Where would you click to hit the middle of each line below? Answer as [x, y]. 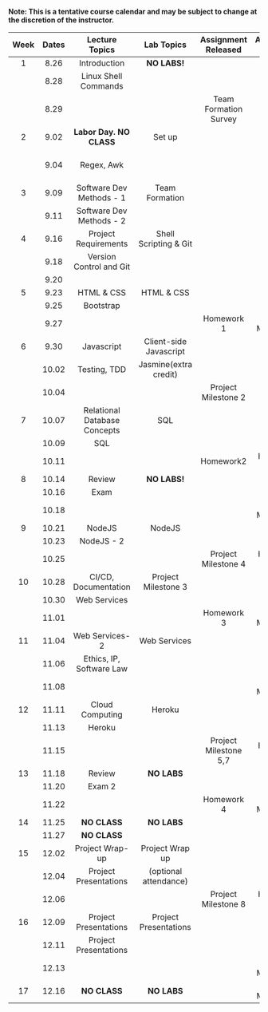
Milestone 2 [223, 397]
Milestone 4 [223, 564]
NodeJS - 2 [102, 541]
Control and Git [101, 267]
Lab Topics [166, 45]
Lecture [102, 40]
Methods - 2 [102, 221]
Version [102, 257]
